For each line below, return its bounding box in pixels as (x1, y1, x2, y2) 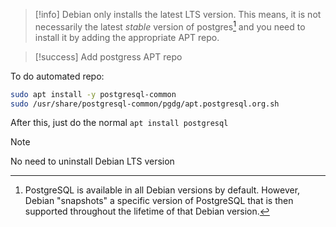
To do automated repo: (10, 70, 105, 82)
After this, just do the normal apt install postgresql (10, 117, 229, 129)
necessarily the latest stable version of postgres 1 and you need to (34, 19, 306, 33)
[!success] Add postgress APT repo (34, 50, 183, 63)
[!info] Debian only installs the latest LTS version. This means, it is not (34, 9, 322, 20)
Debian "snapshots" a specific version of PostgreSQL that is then (24, 195, 294, 207)
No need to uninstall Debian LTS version (10, 155, 175, 168)
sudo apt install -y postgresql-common (10, 89, 177, 99)
